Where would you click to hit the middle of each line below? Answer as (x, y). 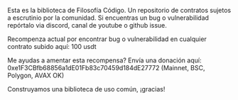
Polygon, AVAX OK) (36, 75)
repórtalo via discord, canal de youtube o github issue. (87, 25)
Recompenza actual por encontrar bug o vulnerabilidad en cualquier (107, 39)
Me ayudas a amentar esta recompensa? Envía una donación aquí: (104, 60)
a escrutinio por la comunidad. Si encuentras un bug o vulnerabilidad (108, 18)
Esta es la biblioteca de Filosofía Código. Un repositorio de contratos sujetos (119, 10)
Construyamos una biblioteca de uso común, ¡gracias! (86, 89)
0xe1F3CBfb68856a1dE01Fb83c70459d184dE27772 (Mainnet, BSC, (106, 68)
